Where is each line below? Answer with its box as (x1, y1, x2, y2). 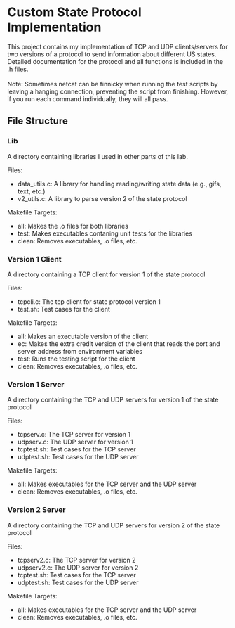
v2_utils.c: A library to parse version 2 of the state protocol (17, 194, 187, 203)
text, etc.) (17, 187, 46, 196)
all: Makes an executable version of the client (17, 332, 149, 340)
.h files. (7, 65, 29, 73)
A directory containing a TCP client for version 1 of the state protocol (7, 270, 206, 278)
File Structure (7, 115, 68, 127)
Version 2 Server (7, 505, 66, 515)
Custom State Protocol (7, 4, 142, 20)
